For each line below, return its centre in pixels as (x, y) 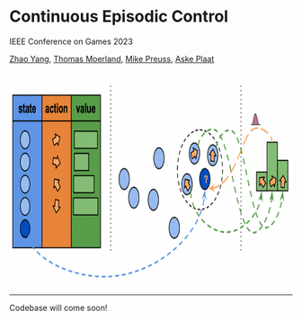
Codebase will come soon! (58, 307)
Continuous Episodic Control (119, 17)
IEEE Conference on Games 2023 (71, 41)
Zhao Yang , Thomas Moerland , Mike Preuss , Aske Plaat (112, 58)
